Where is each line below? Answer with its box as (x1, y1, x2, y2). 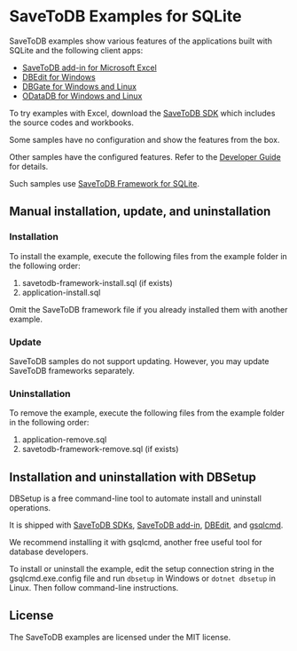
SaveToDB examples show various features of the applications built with (9, 36, 273, 46)
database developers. (9, 546, 89, 557)
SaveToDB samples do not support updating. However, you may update (9, 355, 270, 366)
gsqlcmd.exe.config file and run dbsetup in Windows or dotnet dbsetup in (9, 573, 277, 584)
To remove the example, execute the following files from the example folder (9, 408, 285, 418)
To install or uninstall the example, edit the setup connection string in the (9, 564, 275, 575)
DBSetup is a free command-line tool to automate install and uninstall (9, 493, 262, 504)
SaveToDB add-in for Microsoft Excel (21, 62, 157, 73)
